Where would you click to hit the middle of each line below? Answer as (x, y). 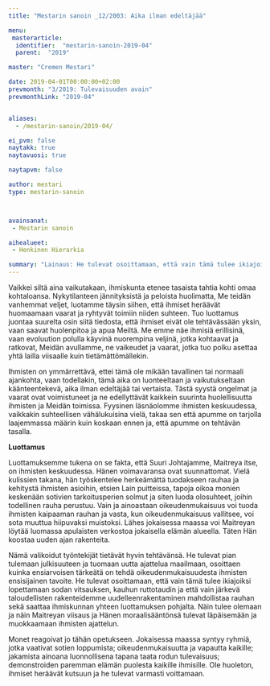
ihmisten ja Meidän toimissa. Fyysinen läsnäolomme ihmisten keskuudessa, (133, 406)
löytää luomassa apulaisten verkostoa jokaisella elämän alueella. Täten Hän (133, 531)
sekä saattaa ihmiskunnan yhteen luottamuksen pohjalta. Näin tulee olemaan (135, 606)
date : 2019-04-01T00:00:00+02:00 (64, 82)
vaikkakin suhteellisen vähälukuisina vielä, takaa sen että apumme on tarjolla (135, 414)
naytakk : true (32, 148)
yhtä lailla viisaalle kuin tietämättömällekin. (78, 356)
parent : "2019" (43, 53)
